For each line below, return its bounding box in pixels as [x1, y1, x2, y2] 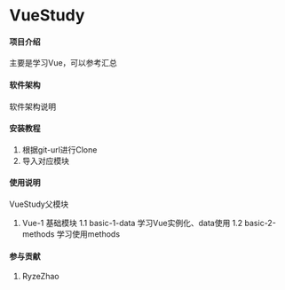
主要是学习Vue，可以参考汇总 [9, 58, 118, 68]
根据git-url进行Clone [21, 144, 98, 155]
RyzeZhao [21, 271, 59, 282]
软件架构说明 [9, 101, 56, 112]
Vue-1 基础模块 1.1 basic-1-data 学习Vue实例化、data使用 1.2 [21, 218, 243, 228]
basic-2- [244, 218, 277, 228]
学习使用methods [56, 229, 121, 239]
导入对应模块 [21, 155, 69, 166]
